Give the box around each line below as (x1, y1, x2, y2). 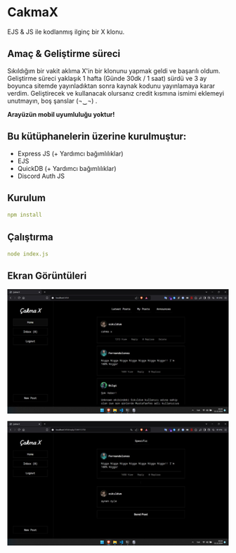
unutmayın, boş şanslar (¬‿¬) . (7, 96, 98, 105)
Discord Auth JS (17, 172, 65, 180)
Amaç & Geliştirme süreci (7, 48, 121, 60)
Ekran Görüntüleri (7, 270, 87, 282)
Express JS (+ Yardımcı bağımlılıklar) (17, 149, 124, 158)
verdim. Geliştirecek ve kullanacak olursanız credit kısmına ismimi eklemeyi (7, 89, 225, 97)
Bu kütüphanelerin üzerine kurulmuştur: (7, 131, 187, 143)
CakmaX (7, 4, 58, 20)
